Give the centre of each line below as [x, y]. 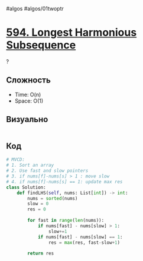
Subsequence [41, 45]
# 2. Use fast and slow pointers [47, 171]
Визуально [27, 120]
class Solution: [26, 187]
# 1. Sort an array [30, 165]
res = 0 [37, 209]
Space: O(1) [29, 101]
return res [41, 254]
